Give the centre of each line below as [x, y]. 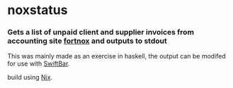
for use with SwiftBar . [39, 64]
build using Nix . [30, 77]
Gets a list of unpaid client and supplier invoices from [101, 32]
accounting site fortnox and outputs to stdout [87, 41]
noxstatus [38, 10]
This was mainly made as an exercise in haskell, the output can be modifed [117, 56]
